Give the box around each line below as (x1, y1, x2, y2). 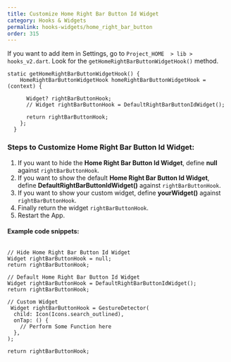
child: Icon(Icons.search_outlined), (13, 310, 125, 318)
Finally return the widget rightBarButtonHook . (17, 203, 149, 212)
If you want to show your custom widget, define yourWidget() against (17, 188, 221, 197)
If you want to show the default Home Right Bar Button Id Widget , (17, 174, 210, 182)
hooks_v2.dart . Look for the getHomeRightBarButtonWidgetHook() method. (7, 57, 219, 66)
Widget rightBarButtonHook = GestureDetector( (10, 304, 150, 311)
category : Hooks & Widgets (7, 17, 87, 24)
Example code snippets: (7, 227, 80, 236)
